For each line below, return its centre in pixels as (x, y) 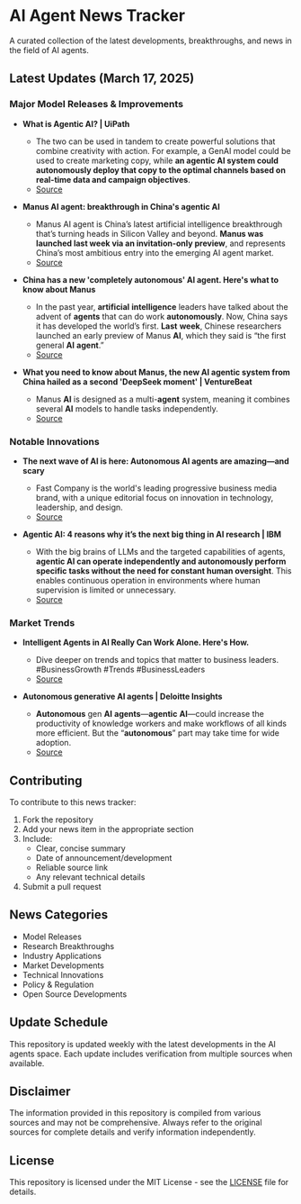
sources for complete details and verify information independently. (133, 1132)
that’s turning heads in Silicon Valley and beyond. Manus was (150, 233)
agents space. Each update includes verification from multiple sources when (151, 1054)
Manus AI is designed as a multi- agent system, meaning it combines (163, 399)
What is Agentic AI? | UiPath (76, 123)
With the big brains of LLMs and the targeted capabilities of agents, (160, 551)
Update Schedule (59, 1023)
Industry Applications (62, 955)
